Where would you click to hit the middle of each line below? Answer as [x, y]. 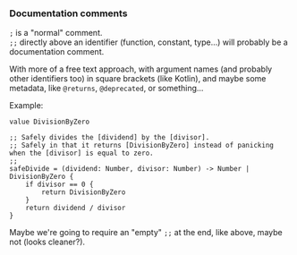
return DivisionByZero [84, 192]
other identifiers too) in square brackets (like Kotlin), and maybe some [138, 79]
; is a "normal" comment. [56, 33]
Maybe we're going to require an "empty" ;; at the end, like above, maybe [146, 233]
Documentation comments [68, 13]
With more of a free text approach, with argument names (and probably [141, 69]
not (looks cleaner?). [47, 242]
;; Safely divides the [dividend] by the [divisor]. [110, 138]
